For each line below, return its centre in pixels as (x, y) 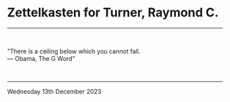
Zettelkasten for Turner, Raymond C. (113, 13)
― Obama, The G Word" (41, 58)
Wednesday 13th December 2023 (54, 91)
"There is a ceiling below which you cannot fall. (74, 51)
